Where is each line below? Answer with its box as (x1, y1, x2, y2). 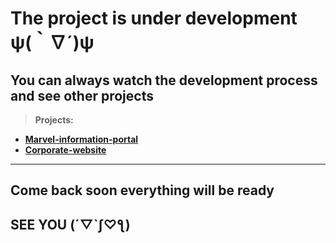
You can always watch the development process (10, 72, 318, 89)
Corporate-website (24, 144, 107, 156)
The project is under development (10, 7, 298, 30)
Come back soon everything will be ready (10, 182, 275, 199)
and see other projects (10, 87, 154, 104)
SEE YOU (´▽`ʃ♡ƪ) (10, 216, 131, 233)
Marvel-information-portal (24, 133, 139, 145)
